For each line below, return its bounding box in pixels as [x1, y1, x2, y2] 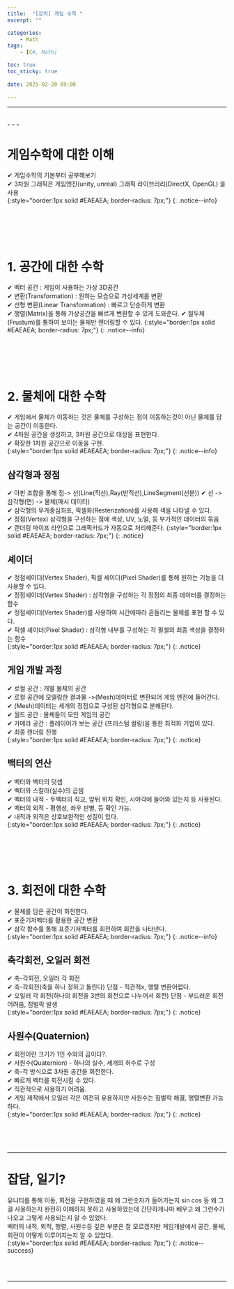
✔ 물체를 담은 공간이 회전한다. [7, 907, 89, 915]
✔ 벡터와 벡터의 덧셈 [7, 777, 63, 786]
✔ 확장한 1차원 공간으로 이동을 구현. [7, 439, 104, 448]
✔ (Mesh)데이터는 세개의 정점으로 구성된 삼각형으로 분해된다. [7, 701, 174, 709]
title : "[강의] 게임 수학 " [7, 10, 84, 17]
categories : [7, 29, 42, 36]
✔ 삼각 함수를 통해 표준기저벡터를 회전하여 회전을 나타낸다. [7, 925, 167, 933]
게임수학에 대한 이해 [7, 147, 115, 163]
